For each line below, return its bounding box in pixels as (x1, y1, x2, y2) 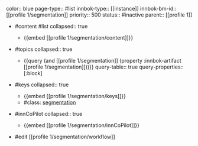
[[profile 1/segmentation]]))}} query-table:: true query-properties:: (23, 63, 184, 70)
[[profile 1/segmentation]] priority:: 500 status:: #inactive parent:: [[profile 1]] (6, 11, 193, 18)
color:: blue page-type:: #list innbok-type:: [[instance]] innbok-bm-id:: (6, 5, 177, 12)
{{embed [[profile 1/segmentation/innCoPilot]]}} (23, 122, 140, 129)
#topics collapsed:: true (14, 46, 73, 53)
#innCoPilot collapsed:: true (14, 111, 83, 117)
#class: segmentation (23, 99, 76, 106)
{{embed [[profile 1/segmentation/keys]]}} (23, 93, 126, 99)
